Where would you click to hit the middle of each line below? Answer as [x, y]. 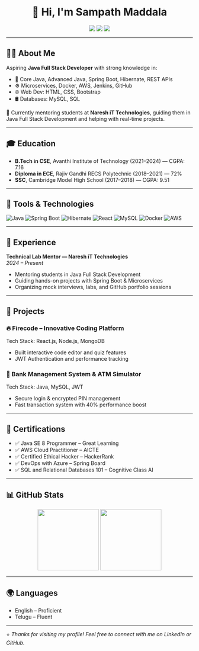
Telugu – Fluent [33, 617]
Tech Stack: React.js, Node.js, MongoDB [55, 341]
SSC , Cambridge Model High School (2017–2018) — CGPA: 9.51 [92, 179]
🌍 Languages [32, 593]
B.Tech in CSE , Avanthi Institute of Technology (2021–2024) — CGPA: [100, 161]
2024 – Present [25, 263]
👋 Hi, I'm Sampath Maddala [99, 12]
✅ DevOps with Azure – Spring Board [60, 463]
